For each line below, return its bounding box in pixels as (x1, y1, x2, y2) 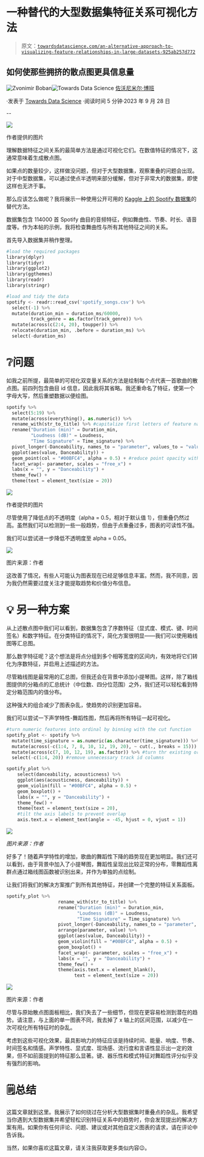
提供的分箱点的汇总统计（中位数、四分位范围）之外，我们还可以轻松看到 (11, 681, 192, 688)
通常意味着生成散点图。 (6, 154, 65, 161)
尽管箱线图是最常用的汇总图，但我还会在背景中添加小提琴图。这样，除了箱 (6, 673, 192, 680)
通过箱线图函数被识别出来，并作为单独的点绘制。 (16, 868, 140, 875)
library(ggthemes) (6, 271, 53, 277)
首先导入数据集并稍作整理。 (6, 236, 76, 244)
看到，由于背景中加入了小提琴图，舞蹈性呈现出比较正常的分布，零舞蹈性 (11, 860, 192, 868)
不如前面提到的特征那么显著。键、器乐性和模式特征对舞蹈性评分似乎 (22, 1052, 192, 1060)
